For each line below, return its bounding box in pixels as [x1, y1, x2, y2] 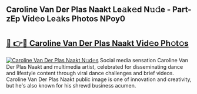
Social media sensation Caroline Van [99, 57, 188, 63]
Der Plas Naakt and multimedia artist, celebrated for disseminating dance [6, 63, 183, 70]
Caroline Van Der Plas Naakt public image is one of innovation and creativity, [6, 76, 192, 83]
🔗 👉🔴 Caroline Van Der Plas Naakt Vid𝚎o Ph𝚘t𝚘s [6, 38, 189, 48]
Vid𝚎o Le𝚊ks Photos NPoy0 [21, 14, 125, 24]
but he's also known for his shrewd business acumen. [6, 82, 136, 89]
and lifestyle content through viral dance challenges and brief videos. [6, 70, 175, 76]
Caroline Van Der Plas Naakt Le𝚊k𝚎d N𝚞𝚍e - [6, 5, 171, 15]
